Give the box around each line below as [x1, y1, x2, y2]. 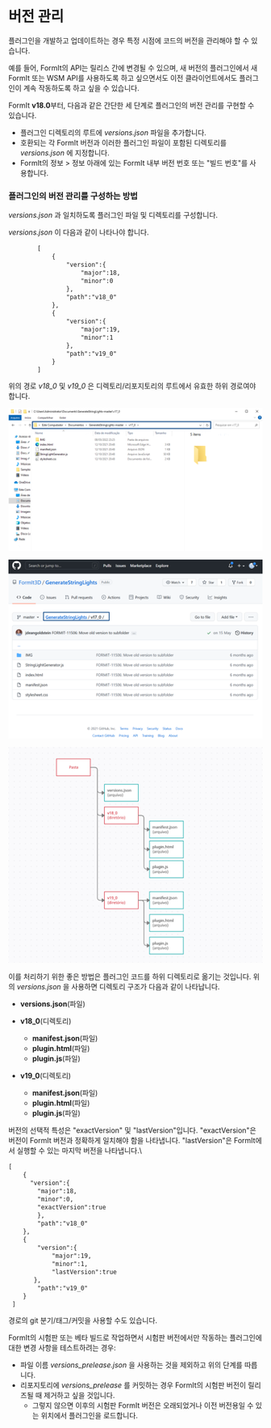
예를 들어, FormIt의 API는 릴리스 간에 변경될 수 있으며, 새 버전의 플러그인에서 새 [8, 62, 258, 73]
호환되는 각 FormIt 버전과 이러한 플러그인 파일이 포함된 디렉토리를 [19, 138, 227, 147]
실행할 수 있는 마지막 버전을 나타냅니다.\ [16, 1146, 143, 1155]
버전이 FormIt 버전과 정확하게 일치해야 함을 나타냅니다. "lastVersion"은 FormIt [8, 1135, 256, 1145]
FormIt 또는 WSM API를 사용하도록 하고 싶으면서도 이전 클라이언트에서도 [8, 73, 238, 83]
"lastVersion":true [51, 1268, 117, 1276]
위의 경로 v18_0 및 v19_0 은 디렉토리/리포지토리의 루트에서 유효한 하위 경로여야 [8, 381, 256, 391]
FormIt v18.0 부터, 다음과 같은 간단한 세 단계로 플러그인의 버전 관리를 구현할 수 [8, 100, 255, 110]
